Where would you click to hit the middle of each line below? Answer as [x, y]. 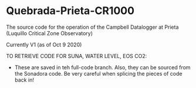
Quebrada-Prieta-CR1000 [70, 11]
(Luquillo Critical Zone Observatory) [49, 33]
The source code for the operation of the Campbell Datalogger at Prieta [92, 27]
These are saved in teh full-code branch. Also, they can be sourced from [102, 67]
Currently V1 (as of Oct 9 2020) [44, 45]
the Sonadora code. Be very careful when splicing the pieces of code [98, 73]
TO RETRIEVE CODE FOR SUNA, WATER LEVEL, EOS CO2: [77, 56]
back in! [24, 80]
